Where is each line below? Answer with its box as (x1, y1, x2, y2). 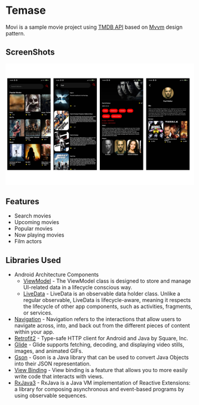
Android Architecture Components (14, 271, 99, 279)
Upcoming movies (14, 219, 59, 226)
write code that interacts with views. (14, 373, 104, 380)
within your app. (14, 328, 54, 336)
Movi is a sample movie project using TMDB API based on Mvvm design (5, 23, 183, 31)
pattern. (5, 29, 25, 37)
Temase (5, 4, 46, 17)
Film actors (14, 238, 42, 245)
